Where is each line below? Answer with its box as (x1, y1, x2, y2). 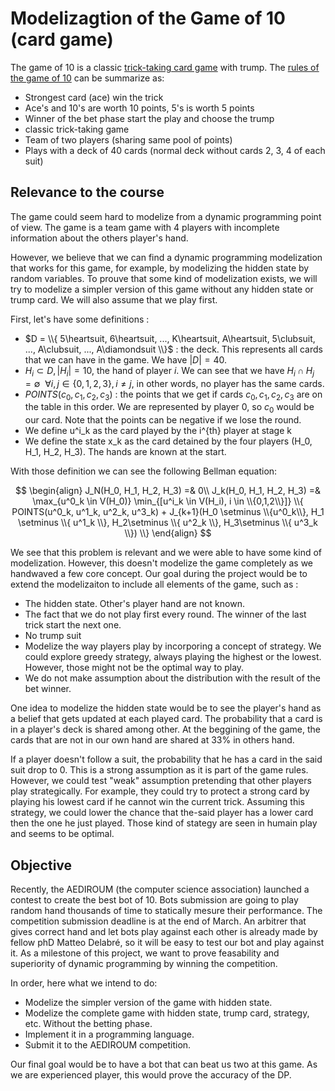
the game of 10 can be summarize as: (10, 72, 165, 84)
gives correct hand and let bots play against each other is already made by (10, 925, 318, 937)
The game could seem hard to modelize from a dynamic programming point (10, 210, 322, 222)
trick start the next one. (24, 619, 122, 631)
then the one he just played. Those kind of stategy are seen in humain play (10, 817, 318, 829)
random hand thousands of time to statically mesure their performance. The (10, 904, 323, 916)
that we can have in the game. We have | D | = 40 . (24, 353, 227, 366)
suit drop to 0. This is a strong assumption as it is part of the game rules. (10, 764, 309, 776)
